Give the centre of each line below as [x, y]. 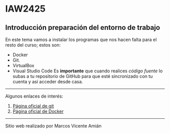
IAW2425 [25, 9]
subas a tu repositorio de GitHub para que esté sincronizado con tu [82, 76]
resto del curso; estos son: [33, 45]
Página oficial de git [33, 106]
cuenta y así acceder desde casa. [48, 82]
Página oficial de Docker [38, 111]
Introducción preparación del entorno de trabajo [83, 28]
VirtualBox [23, 65]
